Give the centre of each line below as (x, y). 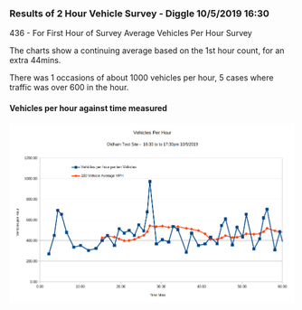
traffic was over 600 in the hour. (69, 88)
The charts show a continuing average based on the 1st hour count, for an (147, 51)
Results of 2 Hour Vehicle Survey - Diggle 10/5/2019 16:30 (139, 14)
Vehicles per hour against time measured (88, 108)
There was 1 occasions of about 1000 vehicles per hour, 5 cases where (142, 78)
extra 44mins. (35, 61)
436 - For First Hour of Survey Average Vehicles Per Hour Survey (131, 33)
